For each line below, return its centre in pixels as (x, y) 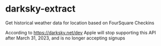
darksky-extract (40, 9)
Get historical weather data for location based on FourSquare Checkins (80, 23)
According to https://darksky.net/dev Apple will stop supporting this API (81, 32)
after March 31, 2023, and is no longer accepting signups (65, 38)
